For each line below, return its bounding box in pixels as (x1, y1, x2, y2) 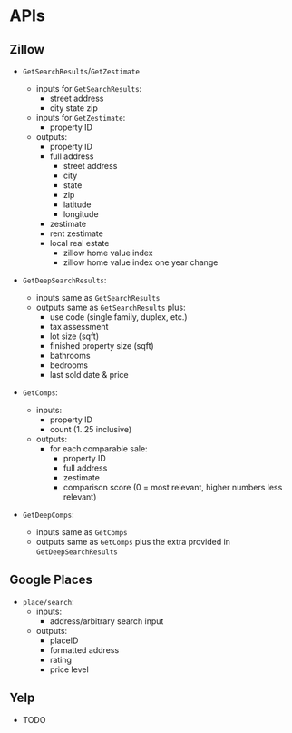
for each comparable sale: (49, 443, 148, 454)
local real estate (49, 238, 110, 248)
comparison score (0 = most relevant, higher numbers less (63, 482, 283, 492)
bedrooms (49, 360, 89, 371)
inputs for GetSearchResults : (35, 84, 142, 94)
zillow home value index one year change (63, 257, 219, 268)
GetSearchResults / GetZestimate (22, 65, 141, 76)
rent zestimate (49, 228, 104, 239)
